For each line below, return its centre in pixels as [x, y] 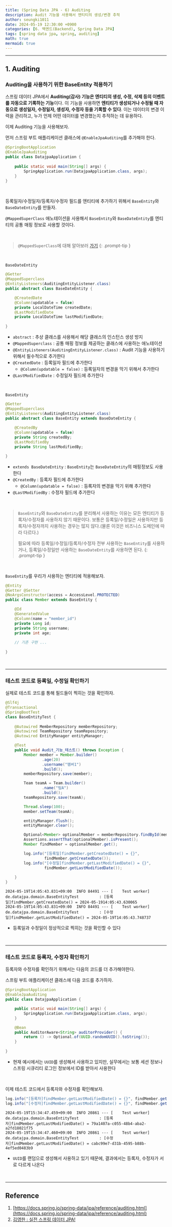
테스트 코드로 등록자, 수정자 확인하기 [47, 957]
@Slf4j [12, 703]
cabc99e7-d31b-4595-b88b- [119, 1143]
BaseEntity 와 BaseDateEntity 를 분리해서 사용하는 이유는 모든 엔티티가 [88, 513]
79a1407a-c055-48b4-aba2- [119, 1123]
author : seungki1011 [27, 19]
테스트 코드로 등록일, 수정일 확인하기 [47, 681]
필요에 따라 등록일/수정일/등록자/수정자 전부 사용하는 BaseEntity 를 [84, 543]
